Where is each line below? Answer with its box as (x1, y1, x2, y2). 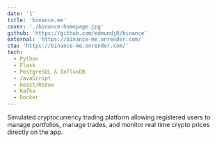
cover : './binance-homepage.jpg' (7, 23, 104, 30)
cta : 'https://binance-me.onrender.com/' (7, 42, 129, 49)
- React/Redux (13, 81, 54, 88)
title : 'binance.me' (7, 17, 67, 24)
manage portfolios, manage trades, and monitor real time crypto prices (7, 121, 210, 128)
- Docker (13, 94, 39, 101)
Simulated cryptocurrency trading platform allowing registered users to (7, 113, 211, 121)
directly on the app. (7, 128, 63, 136)
